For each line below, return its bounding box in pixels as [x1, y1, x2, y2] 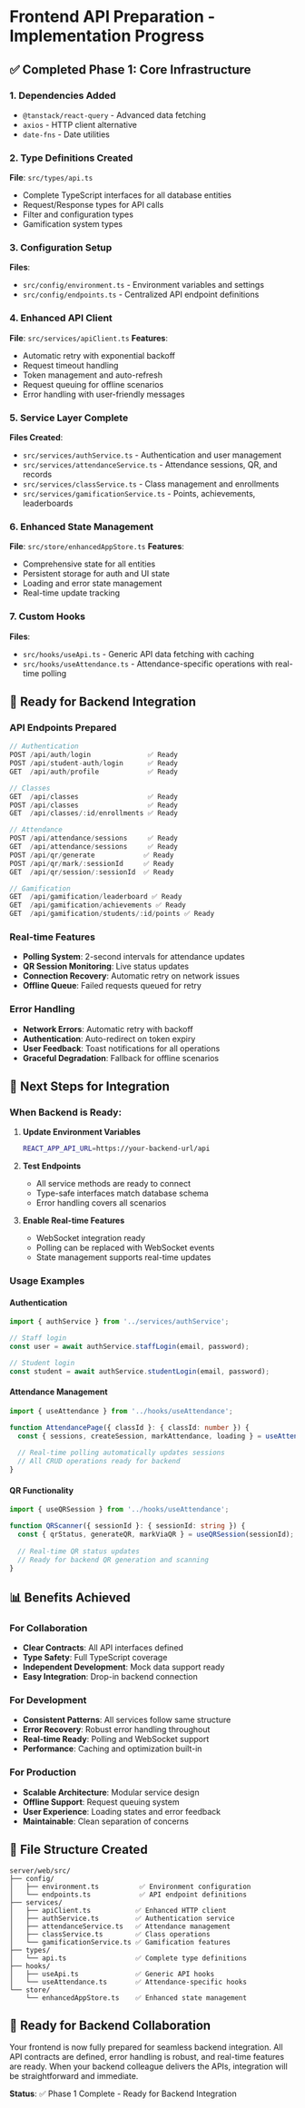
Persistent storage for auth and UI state [22, 568, 171, 579]
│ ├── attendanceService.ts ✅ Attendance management [9, 1922, 231, 1931]
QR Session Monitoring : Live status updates [22, 960, 189, 972]
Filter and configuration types [22, 209, 134, 220]
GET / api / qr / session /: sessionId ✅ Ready [9, 867, 174, 877]
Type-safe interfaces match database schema [35, 1187, 209, 1199]
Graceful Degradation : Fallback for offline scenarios [22, 1052, 220, 1063]
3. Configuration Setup [9, 241, 113, 254]
